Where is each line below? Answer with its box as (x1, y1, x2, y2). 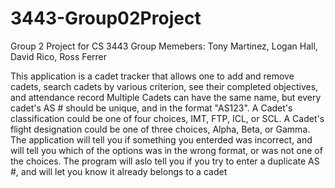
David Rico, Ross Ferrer (10, 50, 108, 62)
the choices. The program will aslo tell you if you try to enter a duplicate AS (10, 155, 320, 167)
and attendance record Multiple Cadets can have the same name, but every (10, 91, 322, 103)
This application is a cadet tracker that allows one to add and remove (10, 70, 295, 82)
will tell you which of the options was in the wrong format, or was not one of (10, 144, 323, 156)
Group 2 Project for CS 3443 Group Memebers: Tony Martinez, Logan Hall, (10, 40, 318, 52)
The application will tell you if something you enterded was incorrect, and (10, 133, 313, 146)
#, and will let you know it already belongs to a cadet (10, 165, 228, 177)
